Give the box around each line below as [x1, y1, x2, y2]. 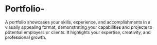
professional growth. [5, 34, 47, 40]
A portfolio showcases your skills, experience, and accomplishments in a [5, 19, 151, 25]
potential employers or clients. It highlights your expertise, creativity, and [5, 29, 151, 35]
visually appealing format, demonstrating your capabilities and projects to [5, 24, 153, 30]
